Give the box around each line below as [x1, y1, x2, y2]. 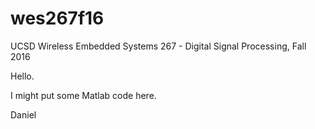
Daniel [10, 108, 37, 121]
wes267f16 [10, 7, 105, 30]
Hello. [10, 70, 35, 82]
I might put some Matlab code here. [10, 89, 157, 101]
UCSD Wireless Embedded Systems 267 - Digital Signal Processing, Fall [10, 40, 307, 52]
